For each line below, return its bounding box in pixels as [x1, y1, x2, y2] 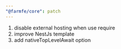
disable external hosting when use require [13, 24, 115, 31]
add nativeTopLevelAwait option [13, 36, 91, 43]
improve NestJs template [13, 30, 75, 37]
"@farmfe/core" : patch [5, 8, 61, 14]
